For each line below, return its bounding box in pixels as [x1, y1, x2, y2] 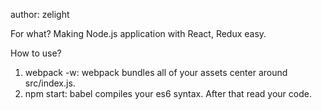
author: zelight [10, 9, 70, 20]
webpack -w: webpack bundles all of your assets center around [24, 67, 288, 78]
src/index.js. [24, 77, 76, 89]
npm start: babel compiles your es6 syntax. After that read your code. [24, 88, 312, 99]
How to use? [10, 47, 62, 59]
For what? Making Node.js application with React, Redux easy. [10, 28, 267, 39]
